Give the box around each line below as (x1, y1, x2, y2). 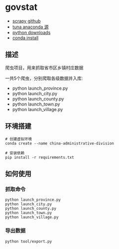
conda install (12, 34, 39, 41)
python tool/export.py (5, 239, 52, 244)
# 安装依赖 (5, 150, 25, 155)
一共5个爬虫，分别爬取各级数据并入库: (5, 75, 83, 81)
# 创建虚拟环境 (5, 136, 32, 141)
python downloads (12, 29, 51, 35)
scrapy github (12, 18, 41, 24)
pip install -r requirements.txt (5, 155, 74, 160)
